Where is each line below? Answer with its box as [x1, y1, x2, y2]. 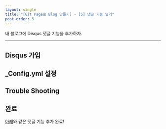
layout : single [5, 7, 37, 12]
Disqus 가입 [5, 51, 41, 59]
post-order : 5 [5, 16, 35, 21]
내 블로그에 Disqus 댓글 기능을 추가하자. [5, 31, 83, 37]
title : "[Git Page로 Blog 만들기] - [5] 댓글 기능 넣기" [5, 12, 115, 17]
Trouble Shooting [5, 86, 60, 95]
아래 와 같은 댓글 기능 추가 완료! [5, 119, 65, 125]
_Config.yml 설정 [5, 70, 57, 78]
